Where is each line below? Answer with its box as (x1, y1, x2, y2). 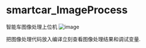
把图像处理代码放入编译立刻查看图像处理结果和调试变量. (6, 35, 141, 42)
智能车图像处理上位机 (6, 23, 57, 30)
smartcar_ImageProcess (6, 3, 128, 17)
